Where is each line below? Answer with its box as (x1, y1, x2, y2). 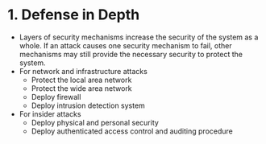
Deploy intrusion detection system (31, 101, 146, 110)
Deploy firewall (31, 92, 81, 101)
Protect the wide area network (31, 83, 132, 93)
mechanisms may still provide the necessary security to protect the (19, 49, 243, 59)
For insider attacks (19, 109, 81, 118)
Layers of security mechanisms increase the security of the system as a (19, 32, 259, 42)
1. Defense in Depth (7, 6, 140, 24)
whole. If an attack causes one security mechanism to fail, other (19, 40, 233, 50)
